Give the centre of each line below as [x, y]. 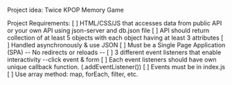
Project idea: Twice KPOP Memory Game [66, 10]
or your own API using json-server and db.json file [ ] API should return [108, 31]
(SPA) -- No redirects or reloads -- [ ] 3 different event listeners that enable [114, 52]
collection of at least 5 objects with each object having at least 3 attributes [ [115, 38]
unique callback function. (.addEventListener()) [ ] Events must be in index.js [116, 67]
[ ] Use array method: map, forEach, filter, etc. [73, 74]
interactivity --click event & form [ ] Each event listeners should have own [112, 60]
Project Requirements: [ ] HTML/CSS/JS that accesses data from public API [115, 23]
